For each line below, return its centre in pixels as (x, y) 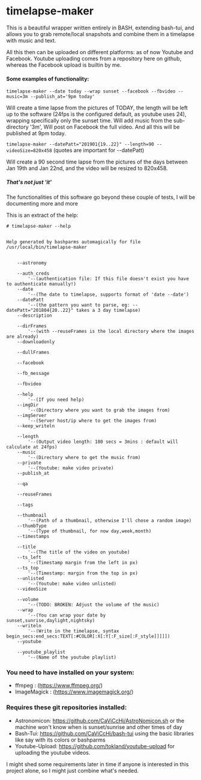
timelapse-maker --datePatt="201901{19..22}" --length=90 (80, 145)
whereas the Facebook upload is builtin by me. (64, 65)
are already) (22, 337)
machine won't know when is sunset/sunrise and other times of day (98, 727)
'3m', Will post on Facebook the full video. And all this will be (105, 127)
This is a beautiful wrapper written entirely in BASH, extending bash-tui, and (100, 28)
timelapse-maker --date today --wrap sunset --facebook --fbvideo (91, 91)
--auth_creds (33, 274)
